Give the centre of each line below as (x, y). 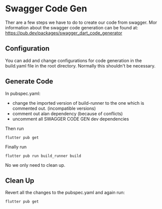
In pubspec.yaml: (23, 93)
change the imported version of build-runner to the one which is (78, 103)
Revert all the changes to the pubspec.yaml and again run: (65, 193)
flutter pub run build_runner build (43, 156)
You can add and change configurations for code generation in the (74, 61)
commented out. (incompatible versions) (54, 108)
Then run (14, 128)
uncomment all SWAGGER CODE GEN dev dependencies (71, 119)
